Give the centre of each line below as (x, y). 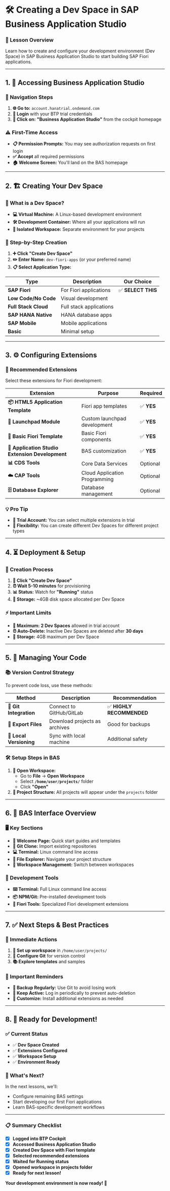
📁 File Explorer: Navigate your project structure (62, 859)
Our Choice (138, 282)
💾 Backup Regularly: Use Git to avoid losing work (64, 988)
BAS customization (104, 451)
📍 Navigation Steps (29, 97)
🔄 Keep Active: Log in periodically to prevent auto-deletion (74, 993)
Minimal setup (77, 332)
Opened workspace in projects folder (52, 1167)
